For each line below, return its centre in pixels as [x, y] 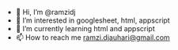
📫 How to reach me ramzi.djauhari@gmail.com [93, 37]
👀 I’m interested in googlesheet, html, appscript [93, 20]
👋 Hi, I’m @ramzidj [46, 12]
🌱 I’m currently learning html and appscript [85, 29]
